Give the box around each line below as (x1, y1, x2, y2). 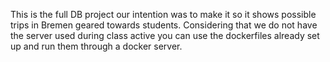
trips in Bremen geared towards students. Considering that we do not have (10, 19, 318, 31)
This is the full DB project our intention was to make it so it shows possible (10, 9, 317, 20)
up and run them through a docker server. (10, 40, 183, 52)
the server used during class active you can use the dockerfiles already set (10, 30, 320, 41)
